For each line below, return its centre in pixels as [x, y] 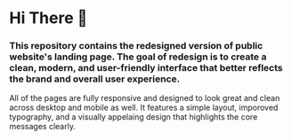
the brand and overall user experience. [95, 79]
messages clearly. [42, 127]
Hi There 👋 [49, 18]
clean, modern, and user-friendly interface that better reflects [146, 68]
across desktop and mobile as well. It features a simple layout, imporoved [144, 108]
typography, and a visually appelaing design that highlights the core [134, 117]
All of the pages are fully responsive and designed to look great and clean [145, 98]
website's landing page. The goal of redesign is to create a [138, 57]
